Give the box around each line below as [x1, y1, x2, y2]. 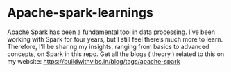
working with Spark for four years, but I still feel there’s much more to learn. [7, 35, 223, 43]
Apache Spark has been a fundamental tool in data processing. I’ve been [7, 28, 216, 36]
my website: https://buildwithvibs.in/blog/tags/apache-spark [7, 57, 180, 65]
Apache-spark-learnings [7, 5, 154, 21]
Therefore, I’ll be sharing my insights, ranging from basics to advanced [7, 42, 209, 51]
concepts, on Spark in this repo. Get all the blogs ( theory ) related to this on [7, 50, 225, 58]
